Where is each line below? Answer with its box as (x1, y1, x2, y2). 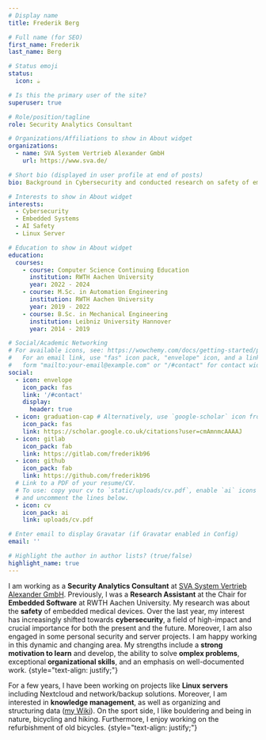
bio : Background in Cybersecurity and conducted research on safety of (8, 178, 249, 186)
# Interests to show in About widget (8, 193, 133, 200)
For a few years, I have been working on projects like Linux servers (8, 681, 228, 690)
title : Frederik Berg (8, 19, 80, 27)
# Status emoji (8, 63, 59, 71)
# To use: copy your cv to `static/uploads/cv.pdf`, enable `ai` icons (15, 486, 257, 494)
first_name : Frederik (8, 40, 80, 48)
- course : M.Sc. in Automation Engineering (22, 288, 169, 296)
